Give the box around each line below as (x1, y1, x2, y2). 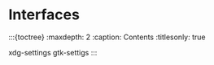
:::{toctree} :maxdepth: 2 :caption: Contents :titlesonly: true (8, 32, 206, 42)
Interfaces (8, 6, 80, 24)
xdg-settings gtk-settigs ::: (8, 47, 98, 57)
